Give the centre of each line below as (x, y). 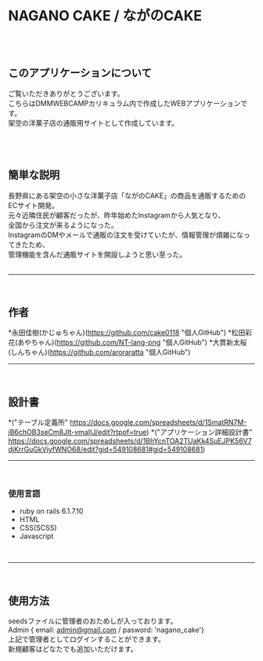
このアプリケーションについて (80, 73)
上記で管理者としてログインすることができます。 (87, 639)
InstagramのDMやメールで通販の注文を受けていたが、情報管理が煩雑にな (126, 235)
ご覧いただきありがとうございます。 (66, 93)
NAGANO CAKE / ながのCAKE (105, 16)
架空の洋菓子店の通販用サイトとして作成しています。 (93, 122)
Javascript (36, 536)
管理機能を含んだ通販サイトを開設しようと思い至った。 (97, 254)
